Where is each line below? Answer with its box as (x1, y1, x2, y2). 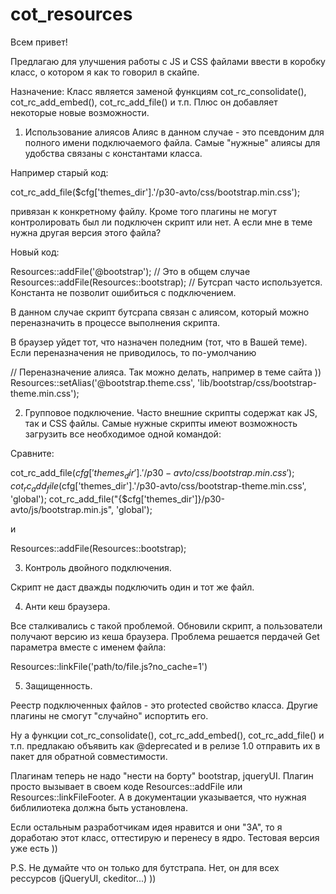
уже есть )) (10, 842, 58, 854)
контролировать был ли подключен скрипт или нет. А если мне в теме (10, 216, 313, 228)
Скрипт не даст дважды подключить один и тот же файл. (10, 581, 255, 593)
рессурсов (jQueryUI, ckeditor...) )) (10, 872, 157, 884)
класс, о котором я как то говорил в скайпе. (10, 66, 200, 78)
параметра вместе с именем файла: (10, 641, 167, 653)
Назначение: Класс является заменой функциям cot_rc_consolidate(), (10, 85, 307, 97)
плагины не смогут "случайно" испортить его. (10, 709, 209, 722)
